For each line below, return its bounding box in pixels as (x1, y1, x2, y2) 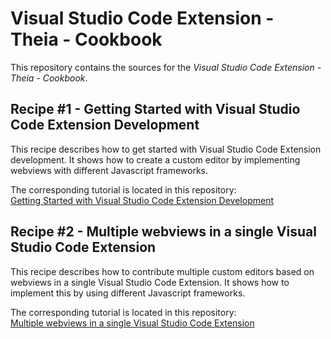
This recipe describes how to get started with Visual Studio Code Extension (10, 143, 322, 155)
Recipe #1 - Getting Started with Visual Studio (10, 101, 301, 118)
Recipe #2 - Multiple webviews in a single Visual (10, 223, 317, 241)
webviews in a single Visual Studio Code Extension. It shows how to (10, 276, 290, 288)
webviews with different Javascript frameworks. (10, 164, 209, 176)
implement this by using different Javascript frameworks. (10, 287, 246, 299)
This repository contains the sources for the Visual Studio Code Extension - (10, 61, 322, 73)
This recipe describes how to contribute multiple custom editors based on (10, 265, 315, 277)
